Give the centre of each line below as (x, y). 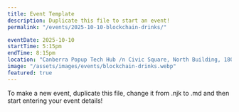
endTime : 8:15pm (31, 53)
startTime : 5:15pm (34, 47)
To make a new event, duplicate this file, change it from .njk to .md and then (118, 93)
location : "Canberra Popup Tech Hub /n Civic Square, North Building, (114, 60)
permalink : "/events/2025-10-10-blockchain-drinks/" (87, 27)
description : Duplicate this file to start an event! (89, 21)
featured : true (30, 73)
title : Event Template (41, 14)
